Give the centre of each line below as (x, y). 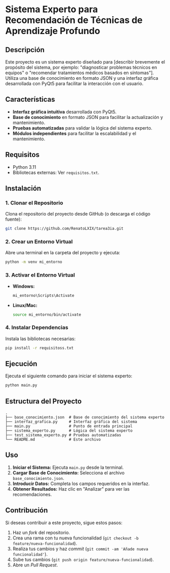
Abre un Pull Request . (35, 565)
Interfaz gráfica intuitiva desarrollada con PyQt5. (64, 112)
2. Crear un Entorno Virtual (39, 242)
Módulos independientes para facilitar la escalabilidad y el (74, 133)
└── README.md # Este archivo (53, 440)
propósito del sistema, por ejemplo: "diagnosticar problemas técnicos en (81, 67)
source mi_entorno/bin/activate (47, 314)
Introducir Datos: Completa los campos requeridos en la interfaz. (81, 484)
